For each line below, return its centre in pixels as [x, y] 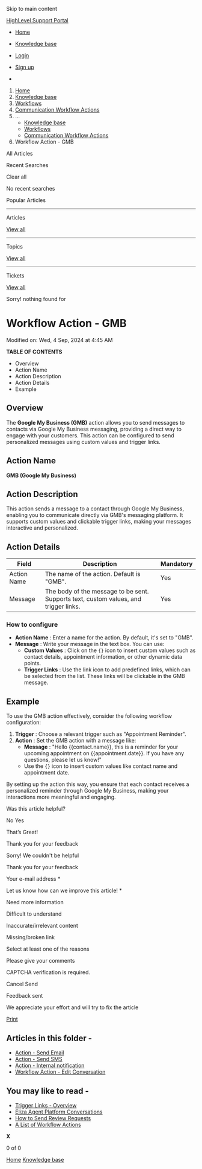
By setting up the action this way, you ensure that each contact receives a [98, 784]
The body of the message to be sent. [97, 592]
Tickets [15, 276]
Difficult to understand [34, 914]
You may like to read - [47, 1091]
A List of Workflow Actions [48, 1124]
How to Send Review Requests [53, 1118]
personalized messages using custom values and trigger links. [84, 442]
